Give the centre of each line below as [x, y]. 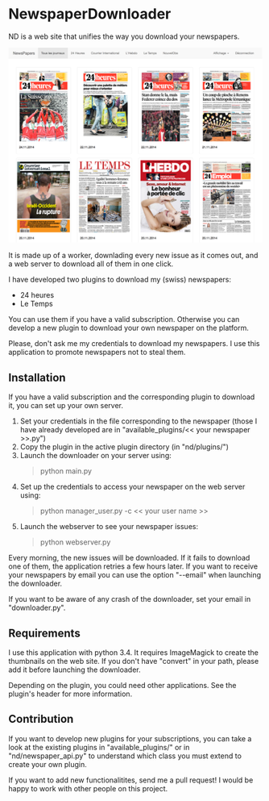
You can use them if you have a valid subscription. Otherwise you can [124, 319]
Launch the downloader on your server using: [95, 456]
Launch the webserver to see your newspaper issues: [109, 527]
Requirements [44, 633]
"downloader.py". [37, 608]
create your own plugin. [48, 764]
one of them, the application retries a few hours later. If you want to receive [133, 566]
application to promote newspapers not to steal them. [97, 353]
